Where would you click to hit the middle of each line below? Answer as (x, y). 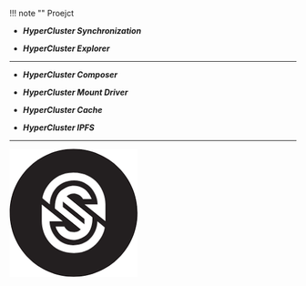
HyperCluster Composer (70, 75)
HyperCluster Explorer (66, 48)
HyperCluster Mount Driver (75, 92)
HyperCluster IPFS (58, 128)
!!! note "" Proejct (42, 13)
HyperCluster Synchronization (82, 31)
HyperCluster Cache (62, 110)
